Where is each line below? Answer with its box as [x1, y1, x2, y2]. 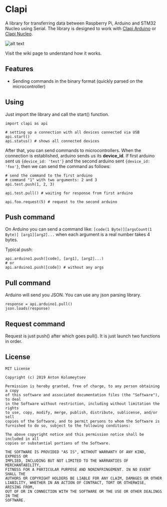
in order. [5, 339, 22, 344]
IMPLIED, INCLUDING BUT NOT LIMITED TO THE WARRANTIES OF [5, 458, 128, 463]
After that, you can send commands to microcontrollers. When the [5, 147, 141, 153]
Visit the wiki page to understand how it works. [5, 50, 102, 56]
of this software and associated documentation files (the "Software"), [5, 392, 160, 397]
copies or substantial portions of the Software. [5, 440, 111, 446]
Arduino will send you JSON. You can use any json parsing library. [5, 292, 141, 298]
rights [5, 405, 19, 411]
